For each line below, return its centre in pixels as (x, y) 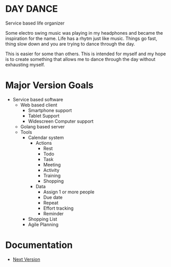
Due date (53, 197)
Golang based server (42, 126)
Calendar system (46, 137)
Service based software (38, 99)
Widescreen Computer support (61, 121)
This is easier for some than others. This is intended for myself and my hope (86, 54)
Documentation (39, 245)
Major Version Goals (49, 85)
